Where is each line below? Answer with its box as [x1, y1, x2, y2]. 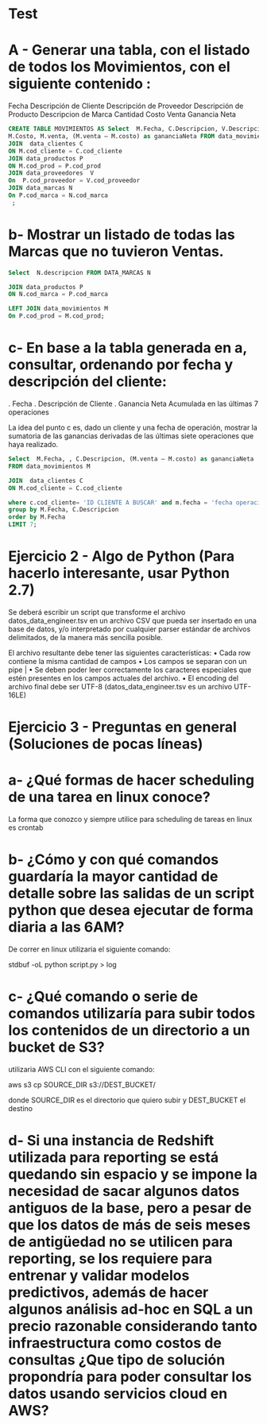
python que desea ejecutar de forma [8, 901, 254, 920]
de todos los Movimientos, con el [8, 58, 230, 76]
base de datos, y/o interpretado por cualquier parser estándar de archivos [8, 624, 251, 634]
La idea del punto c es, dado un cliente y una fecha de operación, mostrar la [8, 423, 258, 432]
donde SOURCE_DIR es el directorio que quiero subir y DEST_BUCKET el [8, 1095, 246, 1105]
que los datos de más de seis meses [8, 1216, 251, 1234]
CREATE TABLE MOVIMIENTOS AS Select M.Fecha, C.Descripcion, [8, 125, 219, 133]
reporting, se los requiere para [8, 1250, 213, 1268]
